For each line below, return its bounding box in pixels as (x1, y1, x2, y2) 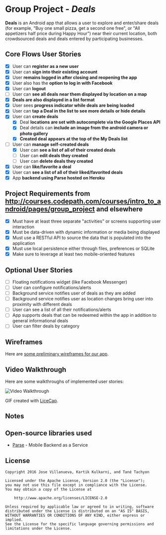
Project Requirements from (5, 189, 90, 198)
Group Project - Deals (5, 3, 96, 15)
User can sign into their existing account (12, 68, 98, 75)
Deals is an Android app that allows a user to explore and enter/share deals (5, 20, 159, 26)
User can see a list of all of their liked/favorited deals (12, 169, 123, 175)
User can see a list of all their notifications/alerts (12, 306, 111, 313)
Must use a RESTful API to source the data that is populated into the (12, 235, 151, 240)
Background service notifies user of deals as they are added (12, 290, 136, 296)
